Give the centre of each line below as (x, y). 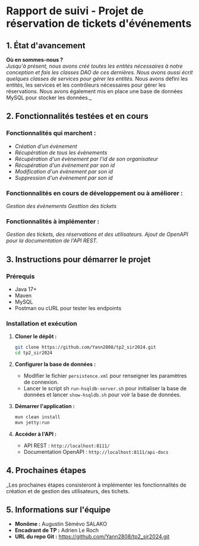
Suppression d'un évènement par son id (64, 178)
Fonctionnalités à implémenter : (53, 221)
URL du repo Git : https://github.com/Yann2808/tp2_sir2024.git (92, 536)
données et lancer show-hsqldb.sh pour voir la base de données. (102, 395)
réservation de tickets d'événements (99, 23)
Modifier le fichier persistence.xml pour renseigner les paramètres (105, 376)
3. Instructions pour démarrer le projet (78, 259)
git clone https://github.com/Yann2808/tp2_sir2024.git (85, 348)
